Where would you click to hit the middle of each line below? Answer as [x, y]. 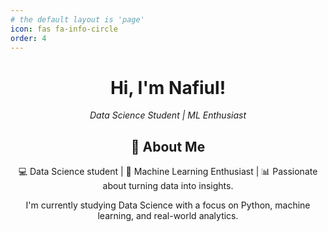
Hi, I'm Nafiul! [168, 87]
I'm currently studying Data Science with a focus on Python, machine [168, 205]
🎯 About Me [168, 146]
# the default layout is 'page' [77, 19]
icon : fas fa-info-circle [64, 29]
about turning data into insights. [168, 186]
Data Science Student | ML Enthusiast [168, 115]
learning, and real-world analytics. [168, 216]
